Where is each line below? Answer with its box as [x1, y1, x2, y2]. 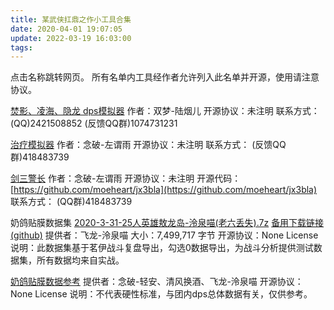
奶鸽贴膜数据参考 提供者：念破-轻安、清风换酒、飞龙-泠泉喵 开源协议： [10, 276, 304, 288]
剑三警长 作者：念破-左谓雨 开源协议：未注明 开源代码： [10, 172, 242, 185]
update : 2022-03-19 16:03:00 [10, 33, 132, 43]
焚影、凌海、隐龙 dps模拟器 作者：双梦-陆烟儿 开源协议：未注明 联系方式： [10, 105, 320, 117]
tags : [10, 42, 33, 53]
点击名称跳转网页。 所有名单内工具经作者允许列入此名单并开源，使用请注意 [10, 71, 320, 83]
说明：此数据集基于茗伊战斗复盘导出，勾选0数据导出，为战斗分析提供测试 [10, 242, 314, 254]
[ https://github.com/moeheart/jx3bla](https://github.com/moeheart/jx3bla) [10, 184, 318, 196]
